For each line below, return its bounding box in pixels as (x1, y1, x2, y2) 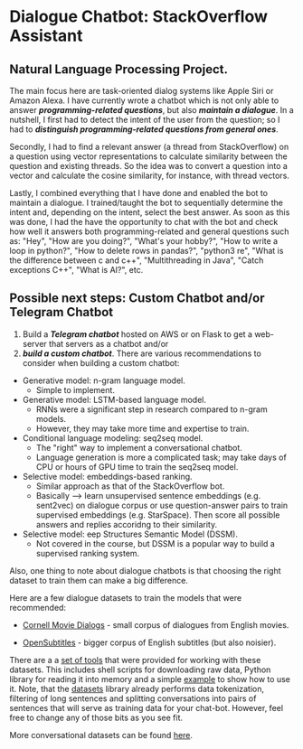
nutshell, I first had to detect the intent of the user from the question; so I (9, 115, 280, 125)
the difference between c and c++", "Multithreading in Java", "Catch (9, 255, 264, 266)
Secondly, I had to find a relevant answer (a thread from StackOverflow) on (9, 142, 289, 152)
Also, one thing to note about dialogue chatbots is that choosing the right (9, 565, 282, 576)
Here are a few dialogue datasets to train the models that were (9, 592, 242, 603)
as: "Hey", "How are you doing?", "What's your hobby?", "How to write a (9, 236, 279, 246)
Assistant (9, 25, 83, 46)
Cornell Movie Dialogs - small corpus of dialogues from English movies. (22, 619, 289, 630)
